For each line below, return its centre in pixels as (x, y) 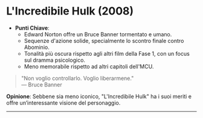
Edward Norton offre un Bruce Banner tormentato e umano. (98, 34)
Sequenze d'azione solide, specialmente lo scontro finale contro (104, 41)
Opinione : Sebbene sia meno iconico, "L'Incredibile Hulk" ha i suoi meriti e (99, 96)
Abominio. (37, 47)
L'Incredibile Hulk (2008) (70, 11)
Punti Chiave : (32, 28)
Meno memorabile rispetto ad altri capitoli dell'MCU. (89, 66)
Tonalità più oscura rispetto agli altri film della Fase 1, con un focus (107, 53)
